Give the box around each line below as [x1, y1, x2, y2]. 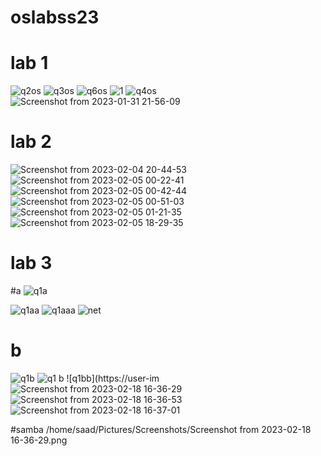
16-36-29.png [10, 434, 68, 446]
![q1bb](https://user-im [66, 372, 160, 384]
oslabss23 [10, 6, 100, 29]
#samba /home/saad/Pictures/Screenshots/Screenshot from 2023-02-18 [10, 423, 312, 435]
